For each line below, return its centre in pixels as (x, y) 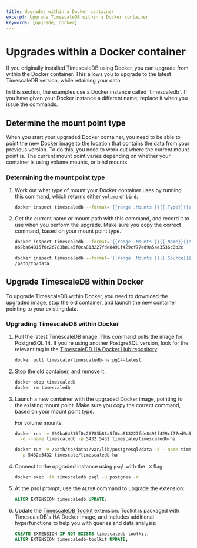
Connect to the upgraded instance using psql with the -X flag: (89, 467)
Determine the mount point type (66, 123)
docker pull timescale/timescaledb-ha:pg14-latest (78, 360)
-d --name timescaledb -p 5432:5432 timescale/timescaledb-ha (98, 439)
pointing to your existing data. (42, 308)
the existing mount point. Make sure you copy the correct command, (98, 405)
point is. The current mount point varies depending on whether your (88, 156)
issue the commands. (32, 104)
